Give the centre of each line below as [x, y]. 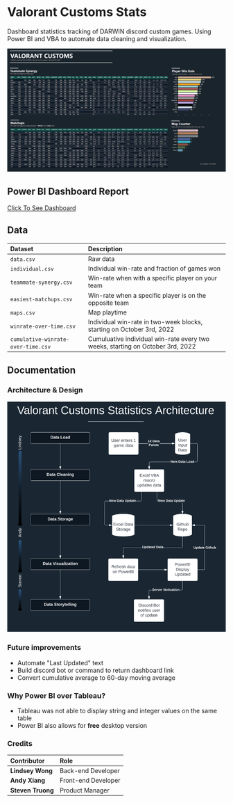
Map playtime [107, 312]
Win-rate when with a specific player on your [152, 278]
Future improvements [44, 648]
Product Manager [85, 790]
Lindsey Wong [32, 771]
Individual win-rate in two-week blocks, [145, 322]
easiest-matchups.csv [41, 300]
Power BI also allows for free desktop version [82, 725]
